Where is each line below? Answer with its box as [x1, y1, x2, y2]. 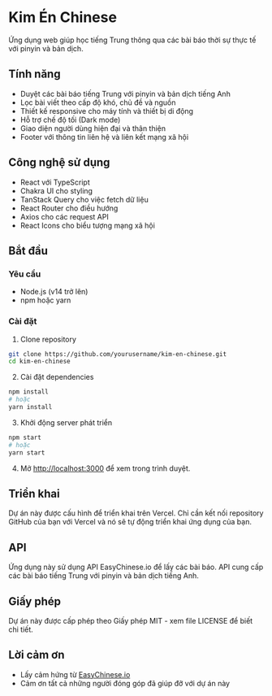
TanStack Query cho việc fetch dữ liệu [19, 194, 149, 204]
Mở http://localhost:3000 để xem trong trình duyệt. [19, 463, 191, 473]
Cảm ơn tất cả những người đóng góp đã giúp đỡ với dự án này [19, 678, 230, 688]
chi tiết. [8, 624, 34, 634]
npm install [8, 388, 49, 396]
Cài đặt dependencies [19, 372, 94, 382]
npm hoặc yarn [19, 295, 71, 305]
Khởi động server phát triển [19, 417, 112, 427]
